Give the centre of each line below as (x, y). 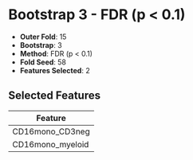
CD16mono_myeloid (51, 144)
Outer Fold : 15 (43, 37)
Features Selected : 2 (55, 70)
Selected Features (55, 96)
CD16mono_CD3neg (51, 131)
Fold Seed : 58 (43, 62)
